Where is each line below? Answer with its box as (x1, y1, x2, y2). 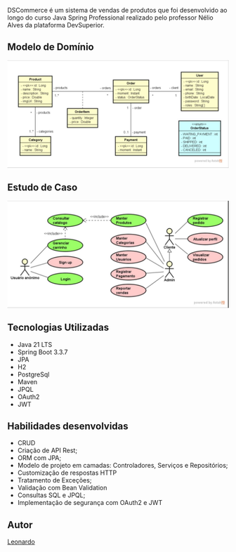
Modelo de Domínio (7, 41, 94, 53)
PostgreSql (17, 370, 50, 379)
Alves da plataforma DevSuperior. (7, 21, 105, 29)
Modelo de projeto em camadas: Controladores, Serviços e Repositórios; (17, 461, 228, 470)
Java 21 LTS (17, 340, 53, 348)
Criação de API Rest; (17, 446, 78, 455)
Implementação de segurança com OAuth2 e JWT (17, 499, 163, 507)
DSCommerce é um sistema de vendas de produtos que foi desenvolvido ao (7, 6, 228, 14)
